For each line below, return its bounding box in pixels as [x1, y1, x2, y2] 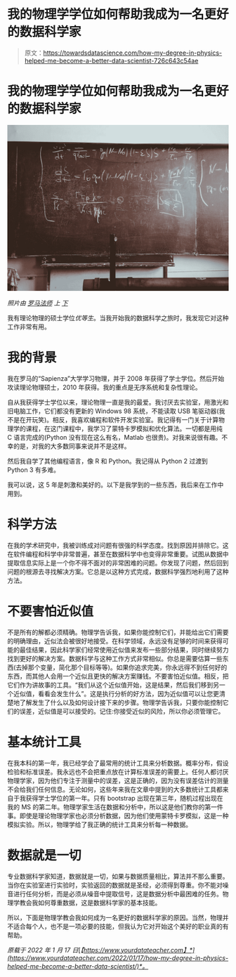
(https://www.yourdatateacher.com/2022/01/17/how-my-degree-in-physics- [7, 953, 229, 962]
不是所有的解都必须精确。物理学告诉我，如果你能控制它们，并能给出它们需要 [7, 628, 229, 636]
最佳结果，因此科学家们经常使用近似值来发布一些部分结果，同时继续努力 [19, 645, 229, 654]
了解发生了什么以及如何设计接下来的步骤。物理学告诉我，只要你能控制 [19, 698, 223, 707]
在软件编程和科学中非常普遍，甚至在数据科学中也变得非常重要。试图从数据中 [7, 549, 229, 558]
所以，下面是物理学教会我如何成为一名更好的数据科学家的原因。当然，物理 [7, 913, 223, 922]
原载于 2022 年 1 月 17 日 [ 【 [7, 945, 84, 954]
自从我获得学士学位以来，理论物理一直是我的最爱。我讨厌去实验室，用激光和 [7, 398, 229, 406]
